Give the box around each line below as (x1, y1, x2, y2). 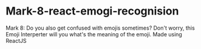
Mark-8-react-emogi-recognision (5, 4, 179, 18)
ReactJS (5, 37, 27, 44)
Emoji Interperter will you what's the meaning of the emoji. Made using (5, 30, 183, 38)
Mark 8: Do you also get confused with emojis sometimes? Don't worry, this (5, 24, 195, 31)
